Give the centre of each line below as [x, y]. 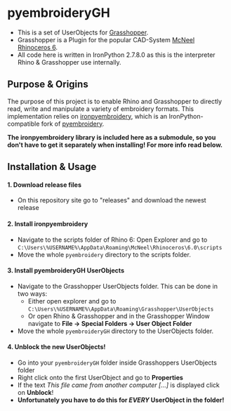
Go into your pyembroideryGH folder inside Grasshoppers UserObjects [117, 363]
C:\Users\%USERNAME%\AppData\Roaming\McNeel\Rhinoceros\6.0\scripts [120, 247]
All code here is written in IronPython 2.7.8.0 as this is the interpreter [116, 55]
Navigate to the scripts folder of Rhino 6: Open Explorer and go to [112, 240]
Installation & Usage [52, 167]
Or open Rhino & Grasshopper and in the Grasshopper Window [119, 316]
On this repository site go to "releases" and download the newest [112, 200]
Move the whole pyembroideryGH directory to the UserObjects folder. [115, 331]
